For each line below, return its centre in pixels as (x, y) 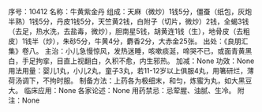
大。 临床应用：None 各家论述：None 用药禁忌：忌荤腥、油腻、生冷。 (122, 90)
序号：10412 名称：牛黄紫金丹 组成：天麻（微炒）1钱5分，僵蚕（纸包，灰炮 (130, 11)
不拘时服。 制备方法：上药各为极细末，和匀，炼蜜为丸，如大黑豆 (147, 80)
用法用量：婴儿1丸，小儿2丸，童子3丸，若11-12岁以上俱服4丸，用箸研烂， (127, 71)
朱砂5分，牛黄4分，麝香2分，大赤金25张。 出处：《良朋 (152, 41)
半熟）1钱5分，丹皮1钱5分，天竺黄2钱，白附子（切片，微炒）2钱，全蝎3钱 (129, 21)
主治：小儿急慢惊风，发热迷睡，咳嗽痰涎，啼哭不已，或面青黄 (145, 51)
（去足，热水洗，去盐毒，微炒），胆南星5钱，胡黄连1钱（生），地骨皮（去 (125, 31)
